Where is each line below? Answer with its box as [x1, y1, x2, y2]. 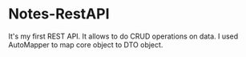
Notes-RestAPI [8, 5, 110, 23]
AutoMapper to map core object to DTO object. [8, 39, 163, 49]
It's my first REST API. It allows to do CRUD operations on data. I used [8, 31, 239, 41]
